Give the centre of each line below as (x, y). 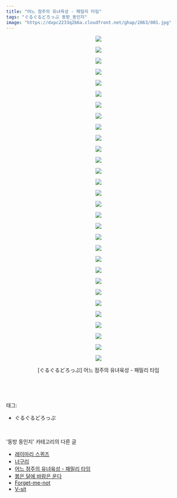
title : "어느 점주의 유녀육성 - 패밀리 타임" (54, 11)
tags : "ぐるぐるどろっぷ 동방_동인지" (47, 17)
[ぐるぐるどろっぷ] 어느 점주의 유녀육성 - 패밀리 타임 (98, 370)
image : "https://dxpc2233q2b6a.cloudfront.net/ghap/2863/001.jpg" (89, 22)
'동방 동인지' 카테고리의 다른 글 (41, 442)
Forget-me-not (33, 483)
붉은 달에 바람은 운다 (38, 476)
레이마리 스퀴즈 (32, 454)
